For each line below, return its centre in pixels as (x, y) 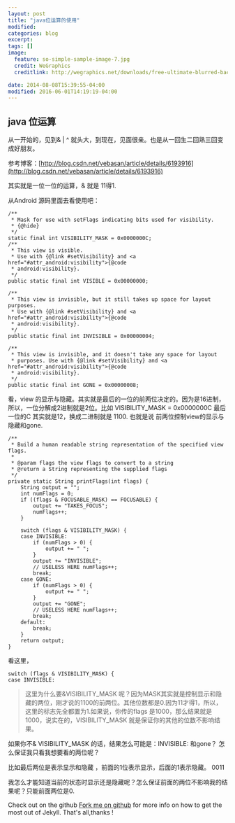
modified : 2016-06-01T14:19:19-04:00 (63, 92)
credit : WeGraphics (43, 66)
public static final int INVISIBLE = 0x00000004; (82, 337)
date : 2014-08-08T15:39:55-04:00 (56, 85)
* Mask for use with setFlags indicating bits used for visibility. (113, 220)
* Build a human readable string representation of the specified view (117, 445)
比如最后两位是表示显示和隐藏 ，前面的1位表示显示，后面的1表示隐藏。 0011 (116, 768)
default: (33, 622)
